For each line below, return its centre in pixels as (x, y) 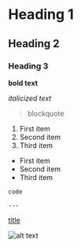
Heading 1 (41, 15)
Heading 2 (34, 44)
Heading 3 (28, 66)
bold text (23, 83)
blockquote (46, 113)
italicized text (30, 98)
